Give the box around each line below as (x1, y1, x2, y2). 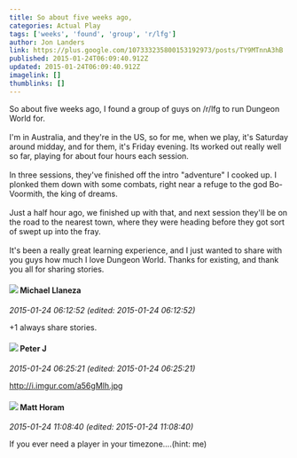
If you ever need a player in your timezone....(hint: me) (9, 438, 207, 449)
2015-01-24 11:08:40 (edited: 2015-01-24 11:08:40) (9, 422, 193, 432)
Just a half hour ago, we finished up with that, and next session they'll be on (9, 207, 288, 217)
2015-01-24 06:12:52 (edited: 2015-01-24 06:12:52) (9, 304, 196, 315)
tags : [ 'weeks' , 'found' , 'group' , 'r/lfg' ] (9, 29, 176, 38)
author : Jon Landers (9, 37, 86, 47)
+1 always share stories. (9, 321, 98, 333)
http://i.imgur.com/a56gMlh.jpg (9, 381, 123, 391)
